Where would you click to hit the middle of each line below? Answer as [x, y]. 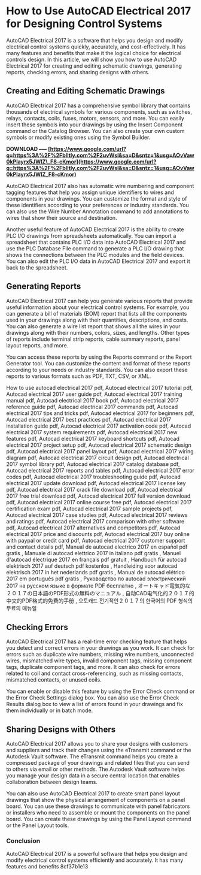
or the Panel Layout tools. [38, 825]
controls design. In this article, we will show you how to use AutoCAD [92, 59]
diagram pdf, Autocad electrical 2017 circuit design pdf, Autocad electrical [98, 458]
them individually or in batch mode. [50, 710]
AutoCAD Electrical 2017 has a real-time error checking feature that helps [97, 641]
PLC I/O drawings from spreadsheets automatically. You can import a [91, 235]
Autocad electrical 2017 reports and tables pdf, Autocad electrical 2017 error [100, 470]
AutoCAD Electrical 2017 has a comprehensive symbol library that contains [98, 105]
